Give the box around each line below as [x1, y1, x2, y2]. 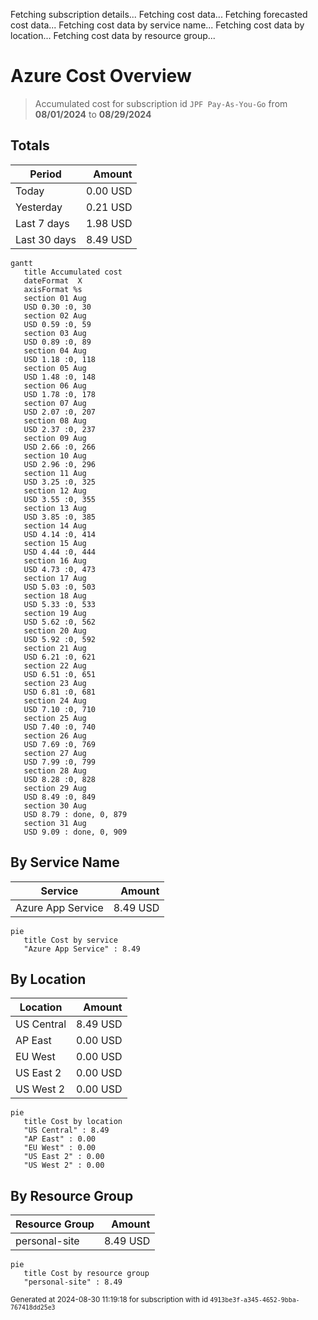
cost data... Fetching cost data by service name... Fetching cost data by [10, 19, 305, 31]
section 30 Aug [23, 800, 87, 811]
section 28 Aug [23, 765, 87, 776]
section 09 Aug [23, 433, 87, 443]
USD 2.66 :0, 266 [23, 442, 97, 452]
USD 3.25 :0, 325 [23, 477, 97, 487]
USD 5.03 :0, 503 [23, 582, 97, 592]
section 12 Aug [23, 485, 87, 496]
